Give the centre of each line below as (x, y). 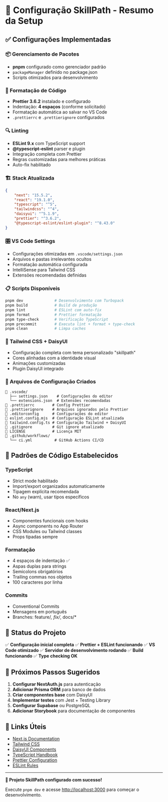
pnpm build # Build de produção (51, 306)
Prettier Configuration (35, 760)
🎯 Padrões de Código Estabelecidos (62, 455)
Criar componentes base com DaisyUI (52, 695)
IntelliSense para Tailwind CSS (44, 270)
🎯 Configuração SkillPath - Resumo (79, 10)
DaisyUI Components (34, 749)
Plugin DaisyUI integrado (38, 368)
